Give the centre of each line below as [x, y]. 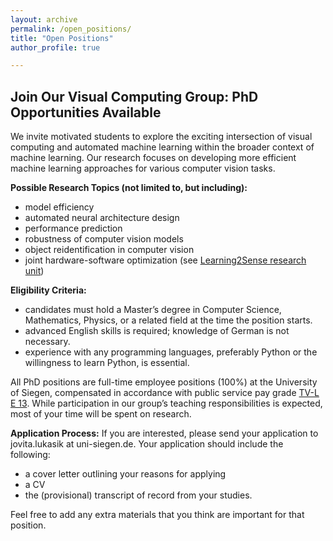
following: [30, 455]
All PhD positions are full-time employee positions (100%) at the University [164, 382]
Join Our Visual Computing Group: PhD [134, 96]
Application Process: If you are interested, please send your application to [164, 433]
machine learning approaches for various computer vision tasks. [143, 168]
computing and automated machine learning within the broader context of [162, 147]
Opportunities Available [86, 112]
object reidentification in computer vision [109, 250]
